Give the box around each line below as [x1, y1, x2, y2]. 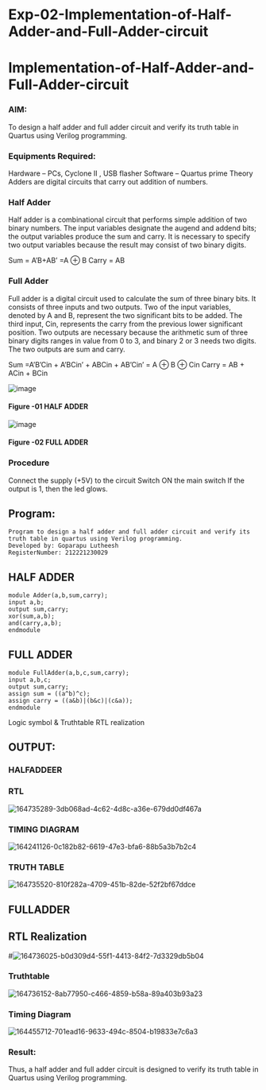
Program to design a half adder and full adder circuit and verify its [8, 528, 250, 536]
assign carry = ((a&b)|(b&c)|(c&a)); [8, 697, 133, 705]
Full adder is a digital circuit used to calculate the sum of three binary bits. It [8, 293, 256, 303]
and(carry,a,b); [8, 619, 62, 627]
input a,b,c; [8, 676, 52, 685]
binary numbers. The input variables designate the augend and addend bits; [8, 223, 256, 233]
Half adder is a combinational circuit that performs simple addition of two [8, 215, 248, 224]
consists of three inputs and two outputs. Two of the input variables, [8, 302, 232, 312]
